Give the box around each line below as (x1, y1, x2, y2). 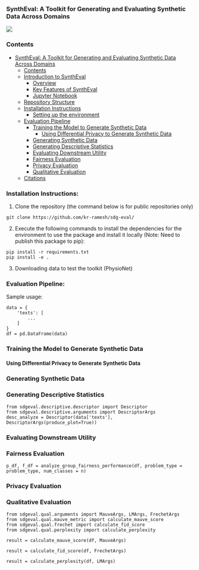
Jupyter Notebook (32, 92, 77, 99)
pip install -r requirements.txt (6, 249, 89, 255)
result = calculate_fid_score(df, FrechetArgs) (6, 548, 127, 554)
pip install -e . (6, 254, 49, 260)
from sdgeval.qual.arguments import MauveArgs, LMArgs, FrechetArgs (6, 512, 180, 517)
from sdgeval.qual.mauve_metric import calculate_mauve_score (6, 517, 164, 523)
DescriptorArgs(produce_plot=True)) (6, 420, 97, 426)
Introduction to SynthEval (23, 73, 86, 80)
